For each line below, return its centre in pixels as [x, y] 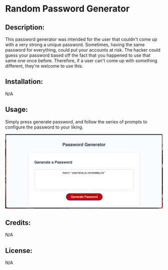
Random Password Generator [67, 9]
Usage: [17, 110]
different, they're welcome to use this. [44, 66]
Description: [25, 27]
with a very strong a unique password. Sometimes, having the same [75, 45]
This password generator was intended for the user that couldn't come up [81, 39]
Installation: [24, 82]
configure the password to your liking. [44, 127]
